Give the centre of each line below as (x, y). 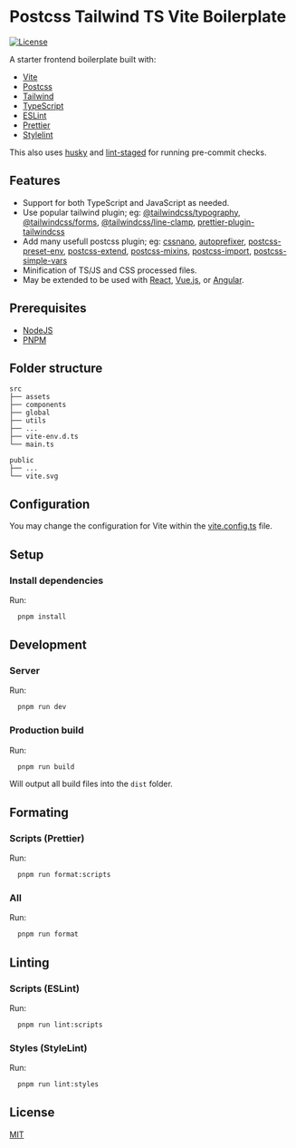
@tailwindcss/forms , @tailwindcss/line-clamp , (109, 222)
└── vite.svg (34, 477)
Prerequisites (48, 309)
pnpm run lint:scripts (60, 1025)
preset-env (43, 250)
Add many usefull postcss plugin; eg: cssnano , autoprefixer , (134, 241)
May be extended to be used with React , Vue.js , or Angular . (133, 279)
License (32, 1113)
